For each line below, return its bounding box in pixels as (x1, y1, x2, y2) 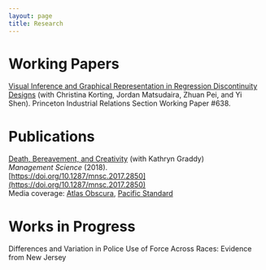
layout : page (8, 11, 53, 20)
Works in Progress (8, 217, 136, 236)
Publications (8, 127, 95, 146)
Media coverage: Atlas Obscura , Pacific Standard (8, 189, 173, 198)
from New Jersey (8, 253, 67, 263)
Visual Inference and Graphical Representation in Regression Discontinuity (8, 81, 258, 91)
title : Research (8, 20, 63, 28)
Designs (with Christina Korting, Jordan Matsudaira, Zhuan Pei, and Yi (8, 90, 242, 100)
